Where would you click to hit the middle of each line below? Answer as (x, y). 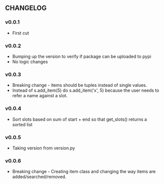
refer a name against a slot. (40, 96)
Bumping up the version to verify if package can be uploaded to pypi (82, 56)
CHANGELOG (26, 8)
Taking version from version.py (43, 148)
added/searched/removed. (39, 177)
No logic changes (30, 62)
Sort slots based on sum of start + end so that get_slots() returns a (80, 119)
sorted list (22, 124)
